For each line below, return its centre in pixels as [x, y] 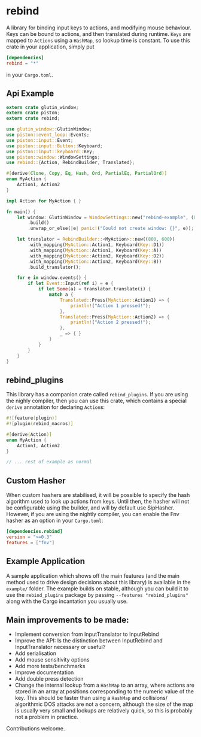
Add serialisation [36, 653]
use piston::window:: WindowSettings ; [53, 157]
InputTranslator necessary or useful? [60, 647]
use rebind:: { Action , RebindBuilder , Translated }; [71, 163]
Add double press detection [49, 679]
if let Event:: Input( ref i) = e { [71, 283]
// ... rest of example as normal [49, 462]
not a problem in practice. [47, 717]
